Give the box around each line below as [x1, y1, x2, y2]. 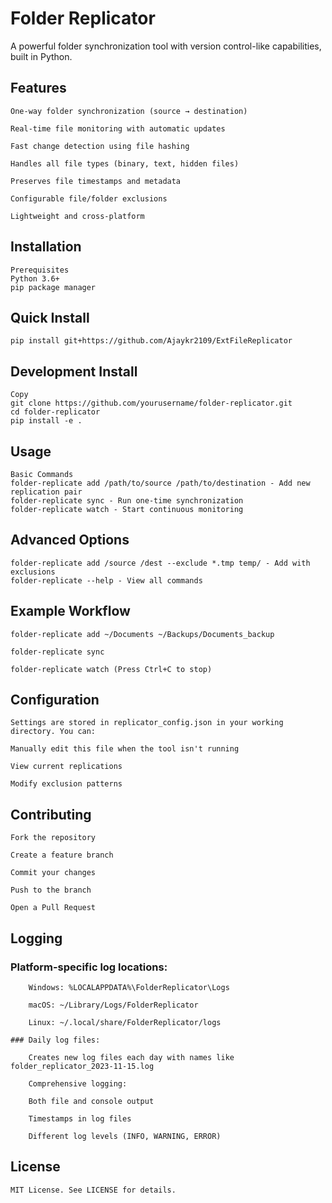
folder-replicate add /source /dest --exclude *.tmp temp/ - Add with [10, 558, 311, 568]
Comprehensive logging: [28, 1078, 128, 1089]
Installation [10, 238, 82, 256]
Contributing [10, 806, 92, 823]
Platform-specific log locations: [10, 960, 168, 974]
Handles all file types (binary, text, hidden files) [10, 158, 240, 169]
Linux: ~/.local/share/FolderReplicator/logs [28, 1017, 222, 1027]
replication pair [10, 487, 83, 497]
